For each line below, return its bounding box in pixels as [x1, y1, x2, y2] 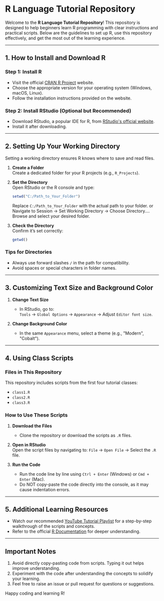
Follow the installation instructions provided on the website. [12, 95, 132, 101]
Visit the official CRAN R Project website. [12, 80, 94, 85]
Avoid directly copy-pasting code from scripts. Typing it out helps [12, 560, 144, 566]
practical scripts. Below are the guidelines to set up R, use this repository [5, 30, 152, 36]
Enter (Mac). [19, 476, 45, 482]
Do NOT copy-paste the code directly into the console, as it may [19, 481, 149, 487]
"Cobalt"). [19, 335, 40, 341]
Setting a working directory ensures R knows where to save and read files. [5, 155, 155, 161]
